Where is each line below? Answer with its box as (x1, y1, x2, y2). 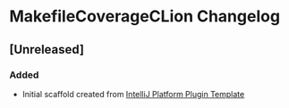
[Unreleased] (9, 42, 85, 57)
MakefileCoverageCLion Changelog (9, 6, 280, 27)
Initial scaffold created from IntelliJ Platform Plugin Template (21, 88, 245, 99)
